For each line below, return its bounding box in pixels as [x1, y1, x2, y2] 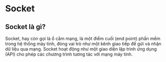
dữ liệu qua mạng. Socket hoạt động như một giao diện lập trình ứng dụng [5, 46, 157, 52]
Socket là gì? [5, 23, 46, 31]
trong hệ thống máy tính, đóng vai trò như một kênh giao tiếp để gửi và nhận [5, 41, 162, 47]
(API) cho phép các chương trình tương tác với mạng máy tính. [5, 51, 133, 57]
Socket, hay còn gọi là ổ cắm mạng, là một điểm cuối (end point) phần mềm [5, 35, 161, 41]
